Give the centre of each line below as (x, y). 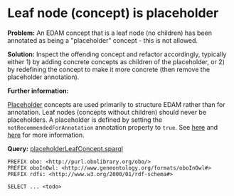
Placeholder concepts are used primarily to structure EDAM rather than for (116, 104)
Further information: (38, 91)
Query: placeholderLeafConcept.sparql (65, 148)
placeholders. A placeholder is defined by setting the (85, 120)
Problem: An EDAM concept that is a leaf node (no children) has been (110, 33)
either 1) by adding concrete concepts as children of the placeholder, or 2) (116, 61)
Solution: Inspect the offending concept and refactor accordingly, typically (117, 54)
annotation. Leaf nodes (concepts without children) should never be (107, 112)
